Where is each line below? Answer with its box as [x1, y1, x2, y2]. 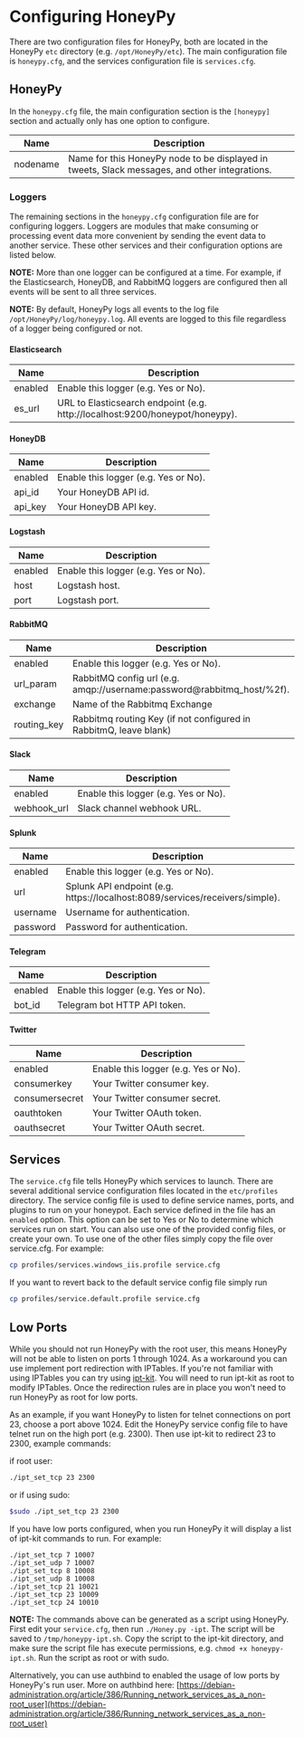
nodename [14, 157, 60, 170]
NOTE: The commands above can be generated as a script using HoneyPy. [9, 1613, 290, 1625]
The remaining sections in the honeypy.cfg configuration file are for [9, 211, 260, 223]
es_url [14, 403, 40, 415]
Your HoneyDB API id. [57, 486, 149, 498]
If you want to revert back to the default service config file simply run [9, 1277, 268, 1288]
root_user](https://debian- [9, 1698, 107, 1709]
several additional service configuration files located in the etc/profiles [9, 1185, 279, 1196]
